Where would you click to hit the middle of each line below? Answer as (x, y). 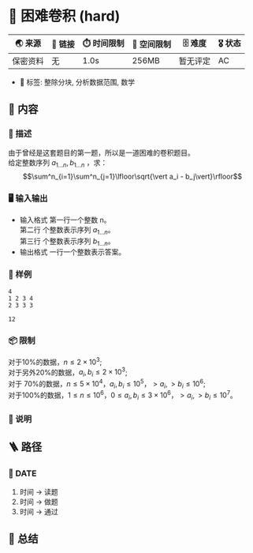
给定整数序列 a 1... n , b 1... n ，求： (58, 163)
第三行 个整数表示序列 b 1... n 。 (67, 242)
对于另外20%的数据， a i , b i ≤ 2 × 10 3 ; (68, 372)
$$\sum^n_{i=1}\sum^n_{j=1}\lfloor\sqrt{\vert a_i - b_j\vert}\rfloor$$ (132, 177)
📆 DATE (22, 473)
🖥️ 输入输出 (28, 198)
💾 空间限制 (152, 44)
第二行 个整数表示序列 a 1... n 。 (67, 230)
